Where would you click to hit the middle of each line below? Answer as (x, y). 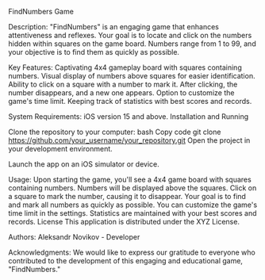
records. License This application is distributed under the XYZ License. (124, 222)
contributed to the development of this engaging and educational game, (126, 261)
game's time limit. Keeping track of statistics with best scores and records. (130, 101)
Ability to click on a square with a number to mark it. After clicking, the (123, 84)
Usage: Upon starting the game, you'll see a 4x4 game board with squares (130, 179)
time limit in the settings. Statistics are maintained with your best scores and (132, 213)
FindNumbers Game (41, 12)
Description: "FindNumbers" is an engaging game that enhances (114, 27)
